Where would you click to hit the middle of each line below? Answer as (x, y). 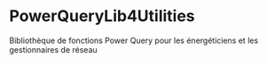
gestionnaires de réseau (53, 49)
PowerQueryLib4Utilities (102, 16)
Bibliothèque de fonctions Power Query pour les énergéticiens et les (134, 40)
